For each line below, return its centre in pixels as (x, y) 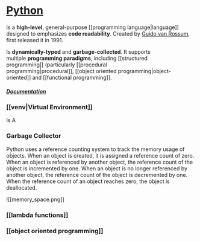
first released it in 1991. (35, 40)
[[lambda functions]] (37, 215)
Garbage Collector (34, 136)
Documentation (26, 91)
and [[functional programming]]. (72, 77)
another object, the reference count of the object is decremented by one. (97, 175)
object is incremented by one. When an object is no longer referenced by (97, 168)
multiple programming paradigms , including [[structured (77, 58)
